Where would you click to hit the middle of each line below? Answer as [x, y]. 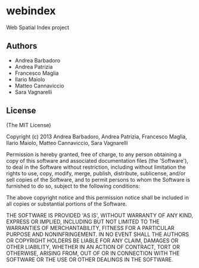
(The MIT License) [29, 125]
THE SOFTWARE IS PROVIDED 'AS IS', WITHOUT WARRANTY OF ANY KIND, [100, 215]
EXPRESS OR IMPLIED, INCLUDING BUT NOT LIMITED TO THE [83, 222]
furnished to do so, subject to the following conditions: [73, 186]
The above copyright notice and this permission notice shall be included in [97, 197]
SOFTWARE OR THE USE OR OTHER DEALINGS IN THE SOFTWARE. [90, 259]
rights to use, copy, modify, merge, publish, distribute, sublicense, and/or [96, 173]
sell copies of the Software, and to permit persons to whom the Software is [98, 179]
